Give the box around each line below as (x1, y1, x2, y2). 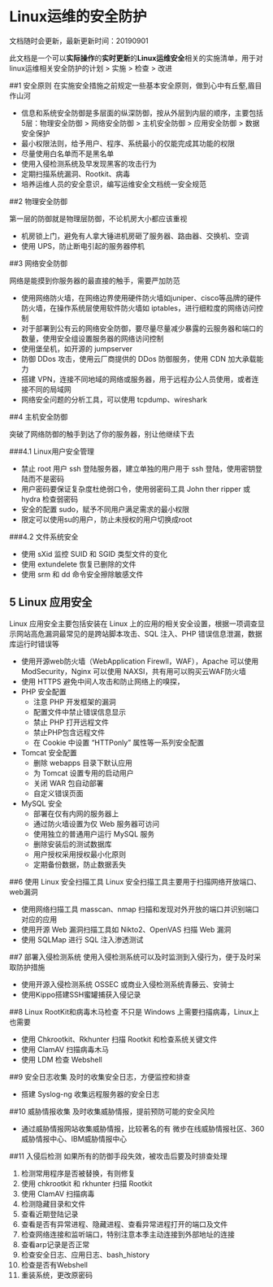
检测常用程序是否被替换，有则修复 (20, 1168, 136, 1178)
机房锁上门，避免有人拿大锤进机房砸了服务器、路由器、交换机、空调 (20, 231, 249, 241)
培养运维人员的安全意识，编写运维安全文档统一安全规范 (20, 179, 206, 189)
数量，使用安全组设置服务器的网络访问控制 (20, 333, 164, 343)
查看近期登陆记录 (20, 1209, 79, 1219)
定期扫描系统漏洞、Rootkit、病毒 (20, 168, 131, 179)
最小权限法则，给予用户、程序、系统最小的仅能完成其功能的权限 (20, 138, 235, 148)
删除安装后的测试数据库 (32, 839, 112, 849)
